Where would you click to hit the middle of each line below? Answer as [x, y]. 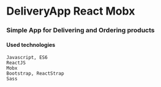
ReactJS [16, 63]
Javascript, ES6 [27, 58]
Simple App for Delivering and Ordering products [80, 30]
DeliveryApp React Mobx [71, 11]
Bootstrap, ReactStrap [35, 74]
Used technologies [31, 44]
